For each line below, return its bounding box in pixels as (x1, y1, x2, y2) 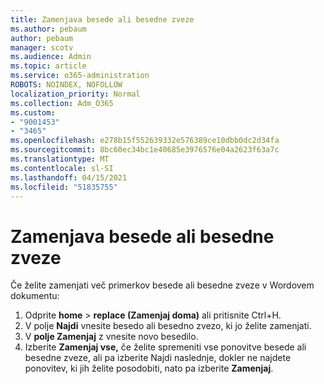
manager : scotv (10, 42, 74, 53)
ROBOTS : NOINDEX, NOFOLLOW (10, 80, 123, 90)
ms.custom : (10, 107, 56, 118)
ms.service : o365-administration (10, 71, 150, 81)
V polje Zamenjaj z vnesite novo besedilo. (24, 331, 199, 343)
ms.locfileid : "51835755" (10, 182, 118, 192)
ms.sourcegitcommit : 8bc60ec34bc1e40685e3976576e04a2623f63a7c (10, 145, 280, 155)
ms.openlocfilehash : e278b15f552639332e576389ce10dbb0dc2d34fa (10, 136, 280, 146)
